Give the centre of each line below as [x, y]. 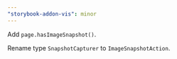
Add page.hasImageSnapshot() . [52, 34]
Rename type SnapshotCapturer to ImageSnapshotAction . [89, 48]
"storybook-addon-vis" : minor [52, 14]
